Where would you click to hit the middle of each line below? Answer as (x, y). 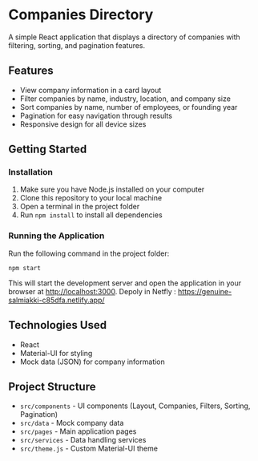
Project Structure (52, 386)
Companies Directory (81, 15)
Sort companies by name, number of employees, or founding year (129, 107)
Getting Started (48, 150)
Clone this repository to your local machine (91, 198)
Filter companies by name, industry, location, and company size (125, 99)
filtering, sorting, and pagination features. (77, 45)
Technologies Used (57, 325)
